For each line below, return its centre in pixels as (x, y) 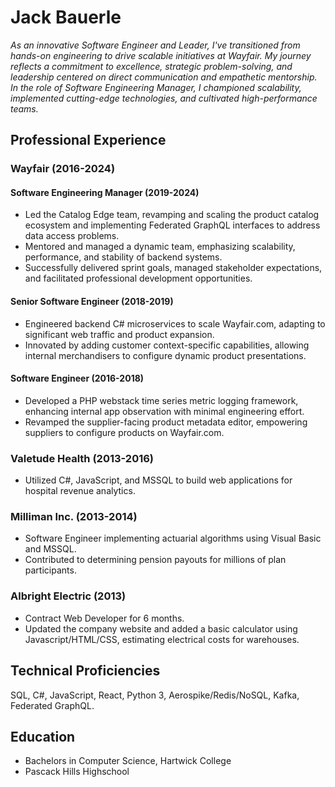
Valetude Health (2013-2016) (82, 458)
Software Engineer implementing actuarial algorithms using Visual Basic (173, 538)
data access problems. (72, 236)
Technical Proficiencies (85, 671)
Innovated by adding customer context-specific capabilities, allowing (167, 345)
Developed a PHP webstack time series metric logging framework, (161, 400)
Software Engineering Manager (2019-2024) (105, 192)
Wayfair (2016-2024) (63, 169)
